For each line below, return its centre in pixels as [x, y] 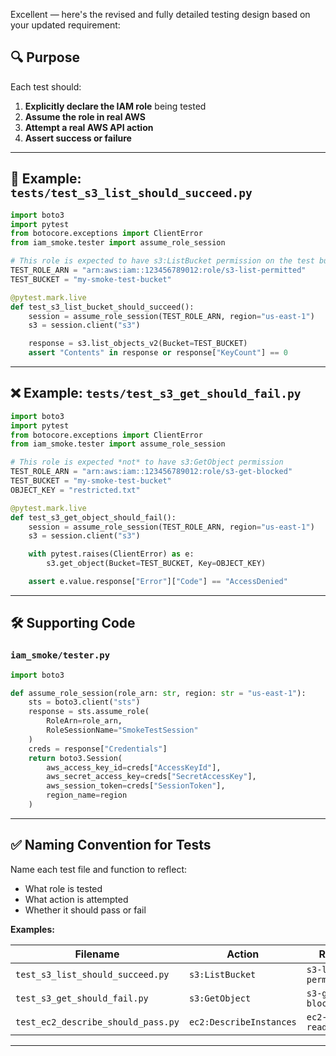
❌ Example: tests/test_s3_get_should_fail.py [156, 393]
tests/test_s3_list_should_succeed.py [131, 193]
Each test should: [46, 86]
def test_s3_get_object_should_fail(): [93, 517]
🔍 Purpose [45, 57]
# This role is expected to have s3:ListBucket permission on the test [162, 261]
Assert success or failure [78, 138]
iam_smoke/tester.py [60, 655]
